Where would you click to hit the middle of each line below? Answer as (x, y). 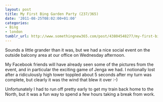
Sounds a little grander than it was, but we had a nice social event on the (78, 50)
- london (14, 32)
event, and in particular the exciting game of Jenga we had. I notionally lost (80, 69)
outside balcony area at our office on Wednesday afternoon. (65, 55)
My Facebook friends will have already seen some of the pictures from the (79, 64)
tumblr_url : (17, 37)
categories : (17, 23)
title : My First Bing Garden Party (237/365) (52, 14)
